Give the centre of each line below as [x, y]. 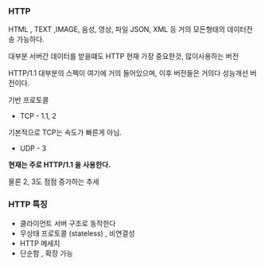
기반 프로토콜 [29, 100]
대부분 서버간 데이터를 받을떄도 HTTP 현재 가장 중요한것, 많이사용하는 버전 [124, 57]
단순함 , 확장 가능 [46, 253]
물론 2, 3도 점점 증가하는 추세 [54, 182]
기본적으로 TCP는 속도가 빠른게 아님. [65, 132]
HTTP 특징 [28, 205]
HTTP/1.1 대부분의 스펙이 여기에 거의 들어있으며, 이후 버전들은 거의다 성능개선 [128, 73]
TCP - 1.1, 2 [38, 116]
